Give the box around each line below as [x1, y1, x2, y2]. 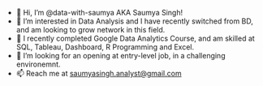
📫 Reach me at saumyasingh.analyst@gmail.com [15, 69, 182, 78]
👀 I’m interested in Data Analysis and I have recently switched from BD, [15, 16, 254, 26]
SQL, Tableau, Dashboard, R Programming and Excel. [15, 42, 195, 52]
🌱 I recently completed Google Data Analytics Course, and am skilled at [15, 33, 256, 43]
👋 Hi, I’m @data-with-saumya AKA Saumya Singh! [15, 8, 183, 17]
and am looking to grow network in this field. [15, 25, 166, 34]
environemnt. [15, 59, 61, 69]
